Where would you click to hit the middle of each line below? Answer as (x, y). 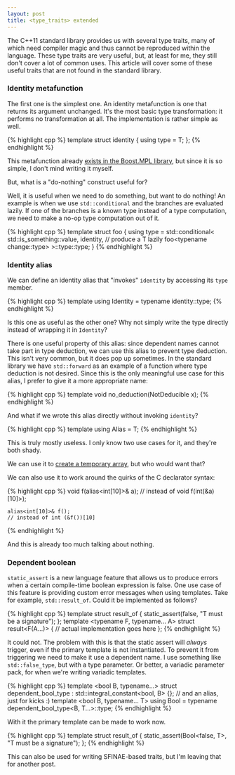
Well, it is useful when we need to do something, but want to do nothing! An (116, 196)
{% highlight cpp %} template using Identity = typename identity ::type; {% (115, 301)
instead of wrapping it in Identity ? (57, 330)
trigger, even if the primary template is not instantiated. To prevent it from (113, 650)
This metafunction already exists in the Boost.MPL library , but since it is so (115, 161)
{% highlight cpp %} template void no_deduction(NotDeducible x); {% (108, 395)
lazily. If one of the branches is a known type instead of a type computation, (117, 210)
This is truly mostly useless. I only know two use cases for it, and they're (112, 443)
